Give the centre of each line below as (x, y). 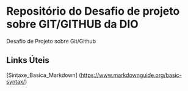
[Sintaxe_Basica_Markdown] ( (44, 75)
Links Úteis (28, 60)
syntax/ (16, 81)
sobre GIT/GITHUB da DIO (72, 24)
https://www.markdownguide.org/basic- (131, 75)
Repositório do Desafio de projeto (93, 11)
